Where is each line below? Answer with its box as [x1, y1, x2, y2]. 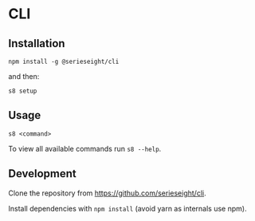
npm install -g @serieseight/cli [8, 57, 120, 65]
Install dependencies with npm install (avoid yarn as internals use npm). [8, 203, 247, 213]
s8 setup [8, 87, 37, 95]
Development [8, 167, 77, 180]
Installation [8, 37, 65, 50]
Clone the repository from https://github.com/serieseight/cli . [8, 188, 206, 198]
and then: [8, 72, 40, 81]
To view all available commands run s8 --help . [8, 144, 162, 153]
